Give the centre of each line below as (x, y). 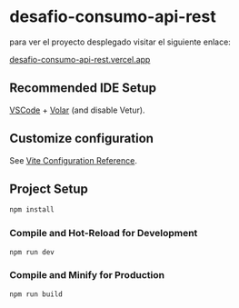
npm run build (36, 294)
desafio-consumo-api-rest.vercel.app (80, 59)
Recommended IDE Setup (83, 88)
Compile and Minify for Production (87, 275)
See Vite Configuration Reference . (74, 160)
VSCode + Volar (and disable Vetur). (77, 110)
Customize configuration (82, 139)
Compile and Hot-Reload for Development (104, 233)
